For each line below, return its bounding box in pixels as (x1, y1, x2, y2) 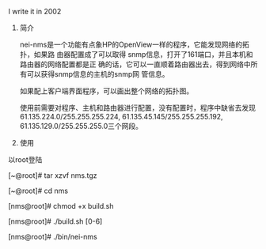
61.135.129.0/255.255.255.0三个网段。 (19, 122, 143, 130)
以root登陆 (8, 155, 43, 164)
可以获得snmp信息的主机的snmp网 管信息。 (26, 70, 169, 78)
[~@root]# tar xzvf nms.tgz (8, 171, 97, 180)
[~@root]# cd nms (8, 186, 69, 195)
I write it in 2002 (8, 7, 62, 16)
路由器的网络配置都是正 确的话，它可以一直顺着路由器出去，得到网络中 (19, 59, 251, 69)
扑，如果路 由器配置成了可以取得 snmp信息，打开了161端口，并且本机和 (19, 50, 253, 58)
